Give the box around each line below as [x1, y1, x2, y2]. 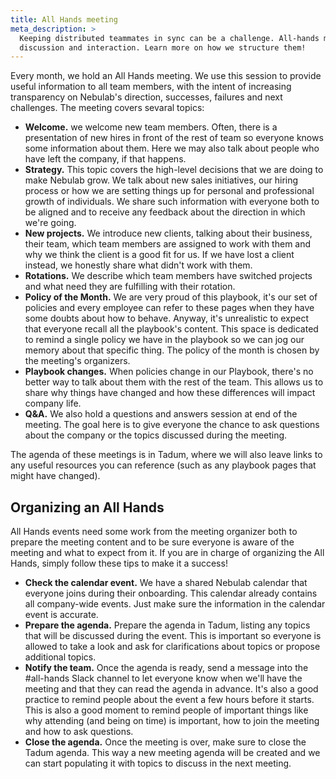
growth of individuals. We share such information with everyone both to [24, 196, 320, 208]
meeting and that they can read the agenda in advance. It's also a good [24, 683, 319, 695]
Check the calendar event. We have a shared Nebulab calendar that [24, 577, 308, 589]
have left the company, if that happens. [24, 153, 187, 165]
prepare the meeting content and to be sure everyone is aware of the [10, 536, 295, 548]
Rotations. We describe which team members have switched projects [24, 270, 313, 282]
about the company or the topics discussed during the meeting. [24, 429, 288, 441]
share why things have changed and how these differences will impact [24, 387, 316, 399]
